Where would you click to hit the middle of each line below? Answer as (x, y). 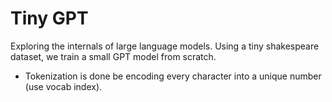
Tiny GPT (49, 18)
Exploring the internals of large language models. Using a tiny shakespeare (165, 46)
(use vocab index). (63, 86)
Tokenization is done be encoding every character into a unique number (173, 76)
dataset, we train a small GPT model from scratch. (113, 56)
